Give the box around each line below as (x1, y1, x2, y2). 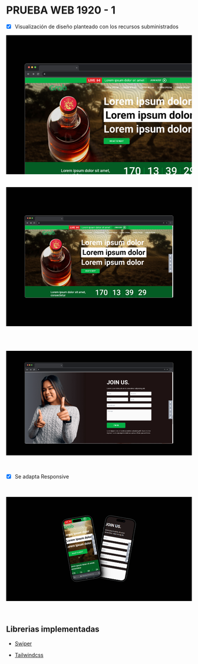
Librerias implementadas (6, 625, 100, 635)
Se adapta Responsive (14, 473, 70, 480)
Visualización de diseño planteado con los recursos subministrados (14, 23, 179, 30)
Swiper (14, 640, 32, 647)
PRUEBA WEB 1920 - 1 (6, 4, 116, 17)
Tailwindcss (14, 651, 44, 658)
